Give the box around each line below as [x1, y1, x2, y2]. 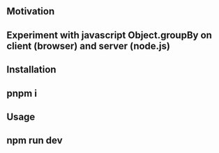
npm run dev [6, 135, 63, 147]
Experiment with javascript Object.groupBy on [6, 29, 212, 41]
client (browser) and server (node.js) [6, 40, 170, 51]
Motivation [6, 6, 55, 17]
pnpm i [6, 87, 38, 99]
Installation [6, 64, 56, 76]
